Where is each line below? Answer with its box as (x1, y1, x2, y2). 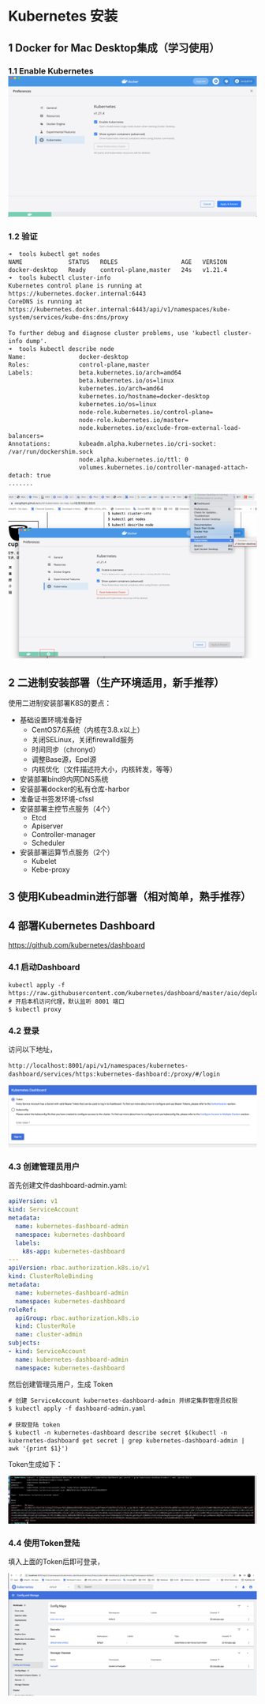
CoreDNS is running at (8, 298, 83, 306)
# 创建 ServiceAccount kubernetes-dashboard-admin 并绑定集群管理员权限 (8, 1397, 238, 1404)
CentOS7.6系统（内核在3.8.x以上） (31, 725, 144, 735)
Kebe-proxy (31, 865, 70, 874)
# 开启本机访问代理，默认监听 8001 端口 (8, 997, 125, 1005)
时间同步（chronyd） (31, 745, 100, 755)
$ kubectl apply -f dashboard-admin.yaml (8, 1404, 147, 1412)
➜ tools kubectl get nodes (8, 251, 101, 258)
